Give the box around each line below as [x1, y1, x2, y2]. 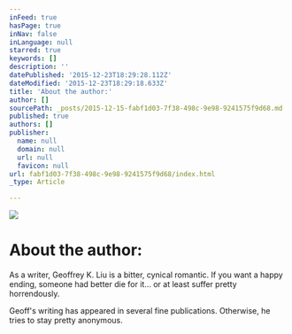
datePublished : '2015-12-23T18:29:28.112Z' [9, 71, 173, 80]
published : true [9, 112, 69, 120]
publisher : [9, 128, 50, 137]
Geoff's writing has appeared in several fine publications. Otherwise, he [9, 306, 271, 316]
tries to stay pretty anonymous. [9, 315, 123, 326]
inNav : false [9, 29, 58, 38]
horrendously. [9, 289, 60, 299]
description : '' [9, 63, 69, 72]
